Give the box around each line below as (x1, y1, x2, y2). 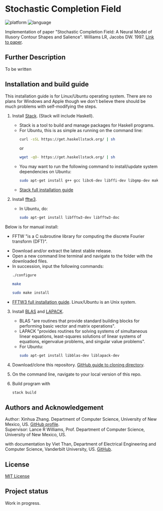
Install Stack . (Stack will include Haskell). (12, 113, 94, 118)
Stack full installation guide (19, 187, 74, 193)
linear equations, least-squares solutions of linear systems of (19, 333, 142, 339)
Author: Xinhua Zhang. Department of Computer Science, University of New (5, 416, 157, 422)
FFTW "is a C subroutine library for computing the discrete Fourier (12, 233, 145, 239)
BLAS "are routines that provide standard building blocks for (19, 318, 140, 324)
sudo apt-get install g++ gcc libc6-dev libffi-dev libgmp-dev (19, 178, 150, 183)
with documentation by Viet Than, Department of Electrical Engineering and (5, 441, 156, 447)
